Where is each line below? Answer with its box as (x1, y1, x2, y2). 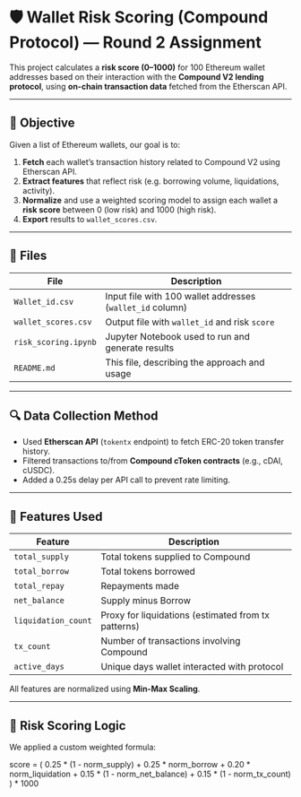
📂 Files (9, 248, 47, 264)
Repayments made (100, 580, 179, 593)
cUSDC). (21, 465, 56, 476)
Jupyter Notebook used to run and (105, 330, 251, 342)
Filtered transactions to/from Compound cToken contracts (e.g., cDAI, (21, 455, 284, 466)
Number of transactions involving (100, 635, 241, 647)
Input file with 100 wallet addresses (105, 290, 256, 302)
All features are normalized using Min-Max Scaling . (9, 683, 201, 695)
